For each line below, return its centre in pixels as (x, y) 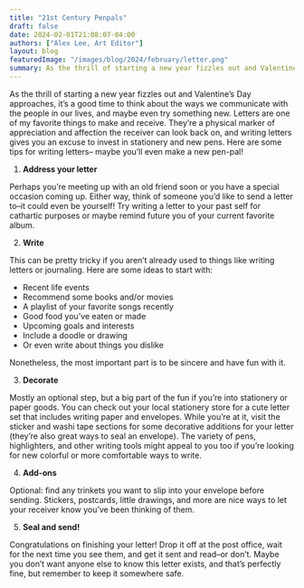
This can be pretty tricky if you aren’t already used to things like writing (142, 260)
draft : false (34, 26)
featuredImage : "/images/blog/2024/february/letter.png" (119, 60)
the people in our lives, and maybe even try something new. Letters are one (150, 113)
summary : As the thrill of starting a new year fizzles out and (133, 69)
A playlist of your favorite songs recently (98, 306)
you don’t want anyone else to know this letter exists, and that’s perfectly (145, 564)
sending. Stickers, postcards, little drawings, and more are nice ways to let (148, 499)
